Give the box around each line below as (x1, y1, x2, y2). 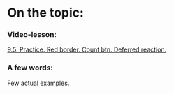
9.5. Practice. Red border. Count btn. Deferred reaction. (7, 45, 167, 54)
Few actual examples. (7, 79, 70, 87)
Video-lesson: (7, 30, 57, 40)
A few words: (7, 63, 54, 72)
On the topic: (7, 5, 84, 21)
